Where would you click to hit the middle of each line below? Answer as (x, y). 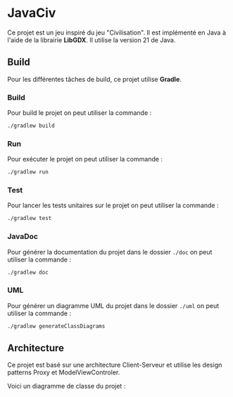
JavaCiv (32, 13)
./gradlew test (30, 219)
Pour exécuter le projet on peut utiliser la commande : (85, 159)
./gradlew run (28, 172)
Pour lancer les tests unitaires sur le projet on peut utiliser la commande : (113, 205)
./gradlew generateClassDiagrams (56, 326)
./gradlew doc (28, 272)
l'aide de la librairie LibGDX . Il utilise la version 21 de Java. (92, 39)
